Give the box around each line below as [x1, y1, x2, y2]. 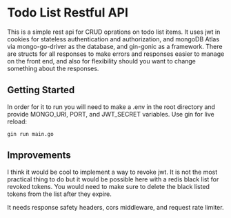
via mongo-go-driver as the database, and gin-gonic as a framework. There [7, 42, 223, 50]
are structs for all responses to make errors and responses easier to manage [7, 50, 225, 58]
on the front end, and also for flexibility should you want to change [7, 57, 197, 65]
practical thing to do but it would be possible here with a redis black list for [7, 175, 219, 184]
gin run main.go [7, 130, 54, 137]
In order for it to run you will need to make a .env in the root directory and [7, 102, 216, 111]
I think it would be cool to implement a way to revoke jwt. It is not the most [7, 168, 218, 176]
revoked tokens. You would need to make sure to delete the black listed [7, 182, 210, 190]
